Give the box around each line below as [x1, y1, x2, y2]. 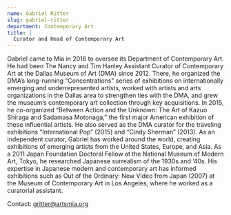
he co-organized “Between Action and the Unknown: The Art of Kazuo [7, 106, 208, 114]
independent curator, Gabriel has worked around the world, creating [7, 135, 201, 143]
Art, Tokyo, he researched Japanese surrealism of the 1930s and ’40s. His [7, 157, 217, 165]
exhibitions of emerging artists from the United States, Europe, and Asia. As [7, 143, 222, 151]
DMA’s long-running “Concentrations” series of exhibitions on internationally [7, 76, 224, 85]
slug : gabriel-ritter [7, 17, 70, 23]
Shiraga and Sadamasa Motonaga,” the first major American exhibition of [7, 113, 214, 121]
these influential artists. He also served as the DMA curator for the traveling [7, 121, 222, 129]
